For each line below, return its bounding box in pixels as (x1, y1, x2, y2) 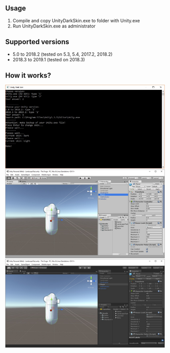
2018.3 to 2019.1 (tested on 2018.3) (12, 56, 85, 62)
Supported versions (5, 38, 69, 46)
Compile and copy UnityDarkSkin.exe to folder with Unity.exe (12, 17, 140, 23)
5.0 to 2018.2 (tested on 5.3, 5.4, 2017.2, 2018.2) (12, 51, 113, 57)
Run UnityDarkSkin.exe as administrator (12, 23, 96, 29)
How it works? (5, 71, 52, 80)
